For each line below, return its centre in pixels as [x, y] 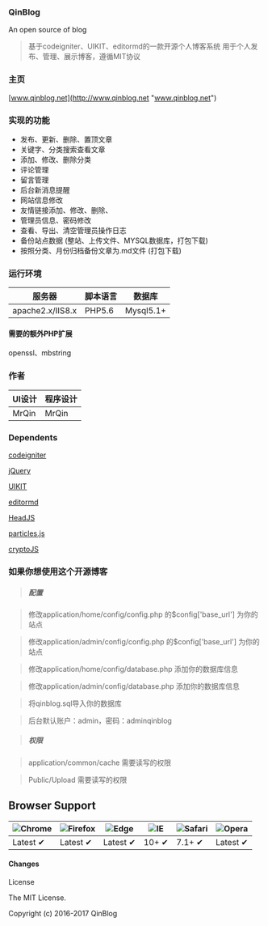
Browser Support [52, 806]
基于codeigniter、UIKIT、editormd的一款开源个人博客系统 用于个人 [140, 46]
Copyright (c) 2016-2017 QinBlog [63, 913]
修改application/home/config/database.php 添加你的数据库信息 [133, 669]
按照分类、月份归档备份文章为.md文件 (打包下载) [100, 250]
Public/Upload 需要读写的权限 [77, 779]
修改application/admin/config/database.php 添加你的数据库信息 [134, 686]
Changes [24, 864]
